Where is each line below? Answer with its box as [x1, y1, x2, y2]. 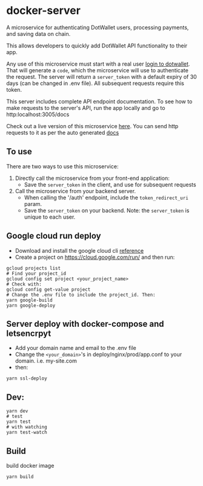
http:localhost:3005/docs [6, 111, 70, 118]
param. [24, 200, 42, 207]
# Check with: [6, 281, 42, 287]
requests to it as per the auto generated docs [6, 129, 119, 136]
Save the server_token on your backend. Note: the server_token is [24, 207, 190, 214]
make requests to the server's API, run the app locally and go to [6, 104, 165, 111]
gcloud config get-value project [6, 286, 91, 292]
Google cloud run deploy [6, 231, 101, 241]
